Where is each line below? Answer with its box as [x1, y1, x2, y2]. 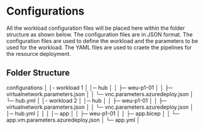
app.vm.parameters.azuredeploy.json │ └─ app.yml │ [6, 116, 140, 123]
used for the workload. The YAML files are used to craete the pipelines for [6, 44, 192, 51]
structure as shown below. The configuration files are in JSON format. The [6, 30, 193, 38]
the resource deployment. [6, 50, 71, 57]
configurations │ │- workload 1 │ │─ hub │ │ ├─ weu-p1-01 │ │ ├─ [6, 84, 173, 91]
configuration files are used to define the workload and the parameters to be [6, 37, 199, 44]
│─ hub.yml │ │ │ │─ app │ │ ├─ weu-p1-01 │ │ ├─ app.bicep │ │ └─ [6, 109, 180, 117]
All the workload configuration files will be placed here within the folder [6, 24, 185, 32]
